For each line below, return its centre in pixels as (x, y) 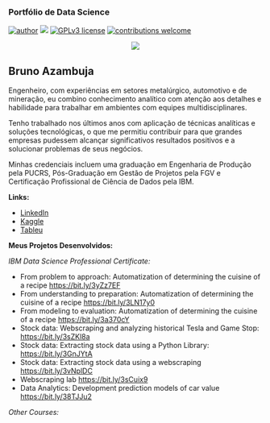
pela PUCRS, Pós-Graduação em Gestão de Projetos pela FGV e (115, 173)
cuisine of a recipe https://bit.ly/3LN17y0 (87, 303)
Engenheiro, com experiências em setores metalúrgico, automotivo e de (128, 90)
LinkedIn (34, 213)
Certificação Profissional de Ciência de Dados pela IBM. (102, 182)
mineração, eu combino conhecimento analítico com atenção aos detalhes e (135, 99)
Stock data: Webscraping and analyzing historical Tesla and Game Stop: (139, 328)
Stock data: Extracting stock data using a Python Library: (114, 346)
